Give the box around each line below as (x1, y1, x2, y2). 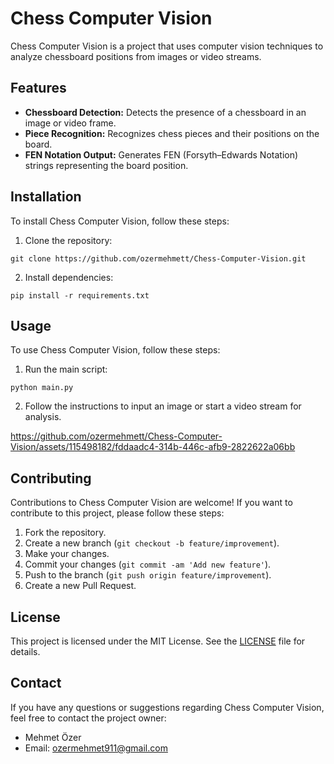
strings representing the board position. (24, 159, 189, 171)
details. (10, 646, 41, 657)
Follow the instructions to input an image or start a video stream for (24, 400, 302, 412)
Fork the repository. (24, 527, 107, 539)
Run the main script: (24, 363, 108, 376)
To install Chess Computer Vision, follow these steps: (10, 215, 230, 227)
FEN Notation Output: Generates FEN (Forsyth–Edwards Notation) (24, 148, 299, 161)
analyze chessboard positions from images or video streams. (10, 50, 262, 62)
